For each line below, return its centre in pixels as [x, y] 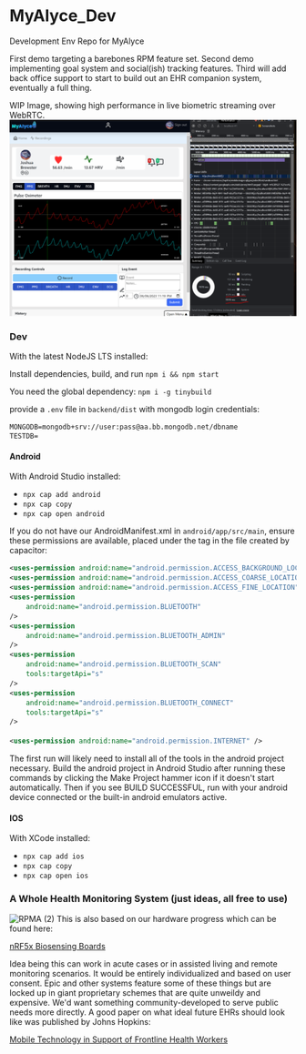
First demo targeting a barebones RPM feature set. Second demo [132, 58]
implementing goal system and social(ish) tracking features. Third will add [148, 68]
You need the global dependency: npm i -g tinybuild [111, 391]
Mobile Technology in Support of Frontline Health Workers [119, 1039]
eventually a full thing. [51, 87]
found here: [31, 928]
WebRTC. [27, 115]
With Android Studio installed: [65, 476]
